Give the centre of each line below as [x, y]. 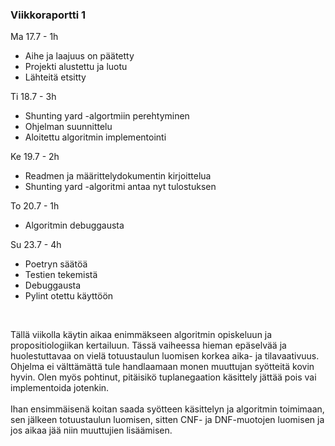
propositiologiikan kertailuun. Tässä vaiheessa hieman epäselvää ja [148, 345]
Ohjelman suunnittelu [68, 127]
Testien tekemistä [61, 275]
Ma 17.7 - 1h [34, 37]
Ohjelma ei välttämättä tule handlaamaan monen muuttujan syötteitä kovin [162, 367]
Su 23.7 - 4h [36, 245]
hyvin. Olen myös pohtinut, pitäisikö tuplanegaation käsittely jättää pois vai [163, 377]
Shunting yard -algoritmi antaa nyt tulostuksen [120, 187]
